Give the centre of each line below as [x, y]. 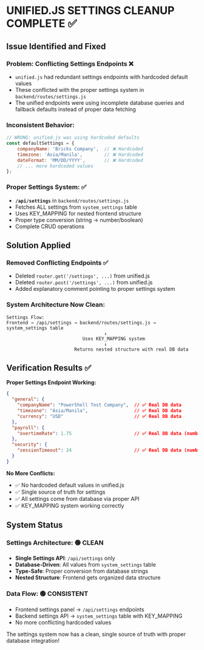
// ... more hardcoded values [56, 166]
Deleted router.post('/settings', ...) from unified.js [84, 282]
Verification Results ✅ [49, 368]
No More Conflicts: [31, 473]
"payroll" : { [28, 428]
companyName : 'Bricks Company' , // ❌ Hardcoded [80, 149]
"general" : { [28, 399]
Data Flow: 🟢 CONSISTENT [47, 594]
